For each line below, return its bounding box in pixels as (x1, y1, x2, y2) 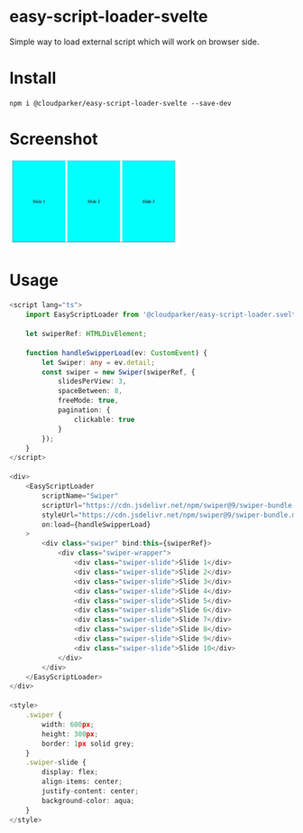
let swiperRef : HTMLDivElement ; (25, 330, 147, 339)
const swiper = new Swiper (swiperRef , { (41, 368, 196, 377)
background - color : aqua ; (41, 796, 135, 805)
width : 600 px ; (41, 720, 95, 729)
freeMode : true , (57, 396, 119, 406)
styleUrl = (41, 510, 78, 519)
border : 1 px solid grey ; (41, 739, 135, 748)
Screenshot (9, 129, 98, 150)
